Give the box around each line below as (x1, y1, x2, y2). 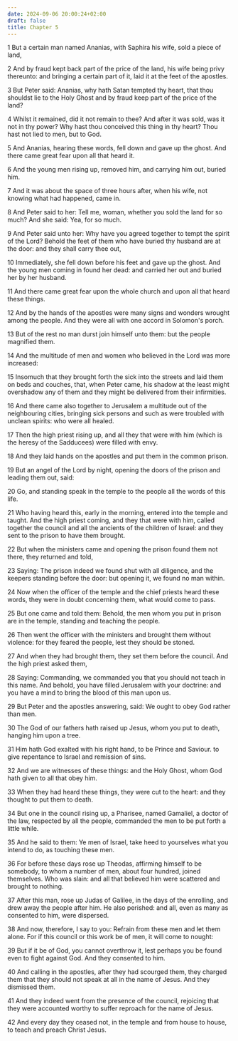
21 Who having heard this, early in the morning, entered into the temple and (7, 509, 229, 517)
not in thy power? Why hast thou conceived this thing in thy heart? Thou (7, 123, 218, 131)
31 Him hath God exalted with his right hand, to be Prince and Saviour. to (7, 745, 220, 754)
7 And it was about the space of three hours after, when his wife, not (7, 187, 208, 195)
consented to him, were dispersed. (7, 911, 109, 920)
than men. (7, 710, 37, 718)
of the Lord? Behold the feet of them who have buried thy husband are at (7, 237, 221, 246)
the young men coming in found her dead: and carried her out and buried (7, 266, 222, 274)
